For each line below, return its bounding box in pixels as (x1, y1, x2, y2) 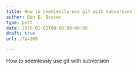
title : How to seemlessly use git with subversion (6, 8, 133, 15)
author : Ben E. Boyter (6, 14, 62, 20)
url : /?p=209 (6, 36, 38, 42)
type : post (6, 19, 33, 25)
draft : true (6, 31, 35, 36)
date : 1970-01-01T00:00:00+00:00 (6, 25, 88, 31)
